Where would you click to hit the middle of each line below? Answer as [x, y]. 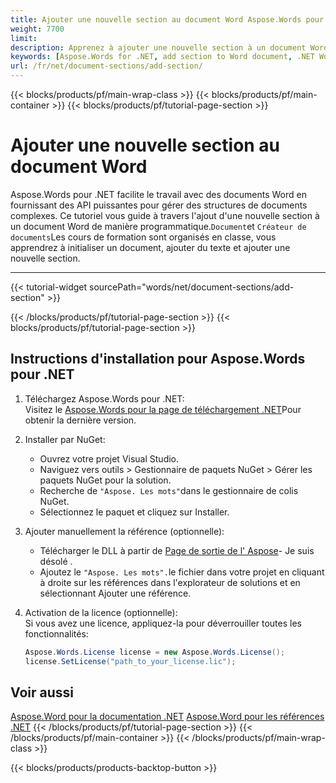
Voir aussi [42, 692]
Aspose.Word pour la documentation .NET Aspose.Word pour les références [167, 717]
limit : [24, 38]
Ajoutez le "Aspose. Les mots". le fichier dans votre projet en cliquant [182, 572]
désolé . [56, 561]
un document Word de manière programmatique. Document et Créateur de [158, 226]
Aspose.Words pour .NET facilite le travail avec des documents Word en [158, 194]
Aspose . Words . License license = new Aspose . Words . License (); [155, 652]
